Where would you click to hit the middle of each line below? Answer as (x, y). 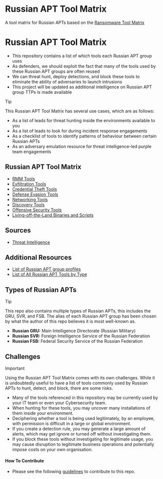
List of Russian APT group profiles (46, 269)
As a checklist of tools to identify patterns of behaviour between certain (84, 136)
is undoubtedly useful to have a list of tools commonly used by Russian (76, 383)
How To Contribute (25, 460)
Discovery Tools (28, 205)
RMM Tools (23, 179)
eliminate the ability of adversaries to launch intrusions (67, 82)
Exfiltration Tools (29, 184)
